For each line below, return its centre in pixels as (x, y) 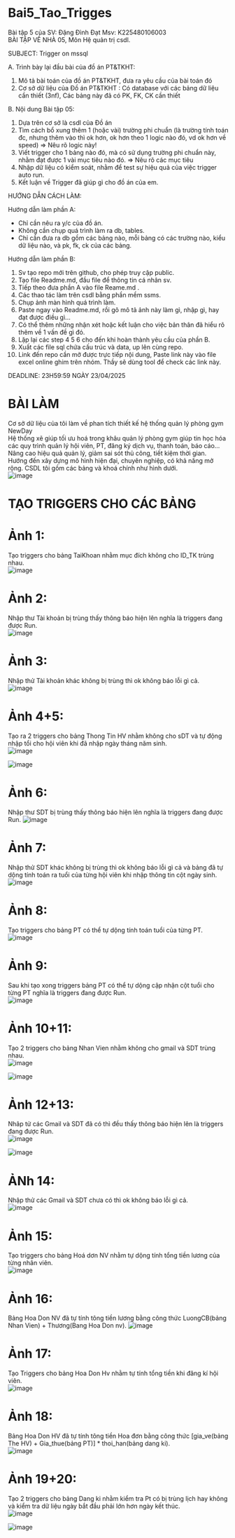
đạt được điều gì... (44, 317)
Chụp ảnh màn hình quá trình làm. (67, 302)
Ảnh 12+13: (41, 1104)
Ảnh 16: (30, 1298)
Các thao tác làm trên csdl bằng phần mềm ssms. (90, 295)
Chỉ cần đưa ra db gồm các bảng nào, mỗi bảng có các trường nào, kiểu (122, 238)
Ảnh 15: (30, 1236)
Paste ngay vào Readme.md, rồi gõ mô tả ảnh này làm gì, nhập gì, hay (119, 309)
